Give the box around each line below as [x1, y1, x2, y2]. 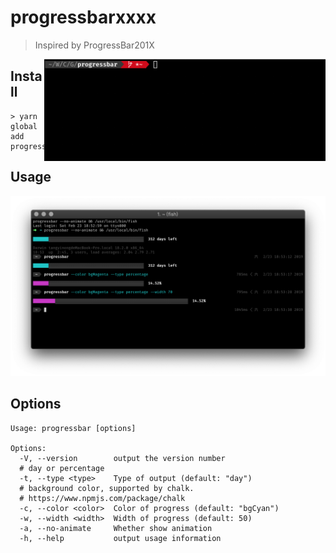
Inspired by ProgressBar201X [34, 39, 155, 51]
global [10, 121, 38, 131]
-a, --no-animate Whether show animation [19, 523, 213, 533]
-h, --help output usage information [19, 533, 222, 543]
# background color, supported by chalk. [19, 483, 195, 493]
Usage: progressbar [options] [10, 423, 137, 433]
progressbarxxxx [10, 6, 157, 29]
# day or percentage [19, 463, 105, 473]
